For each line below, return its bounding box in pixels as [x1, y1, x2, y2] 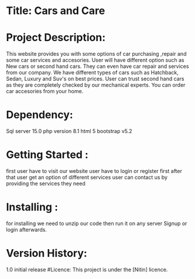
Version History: [6, 247, 88, 260]
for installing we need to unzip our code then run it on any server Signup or [6, 220, 187, 227]
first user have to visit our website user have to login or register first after [6, 168, 183, 174]
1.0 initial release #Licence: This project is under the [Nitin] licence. [6, 266, 168, 273]
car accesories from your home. [6, 88, 84, 95]
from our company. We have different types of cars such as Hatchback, [6, 69, 179, 76]
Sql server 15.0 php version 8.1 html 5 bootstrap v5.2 [6, 128, 133, 135]
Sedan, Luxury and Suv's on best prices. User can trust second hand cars [6, 75, 184, 83]
